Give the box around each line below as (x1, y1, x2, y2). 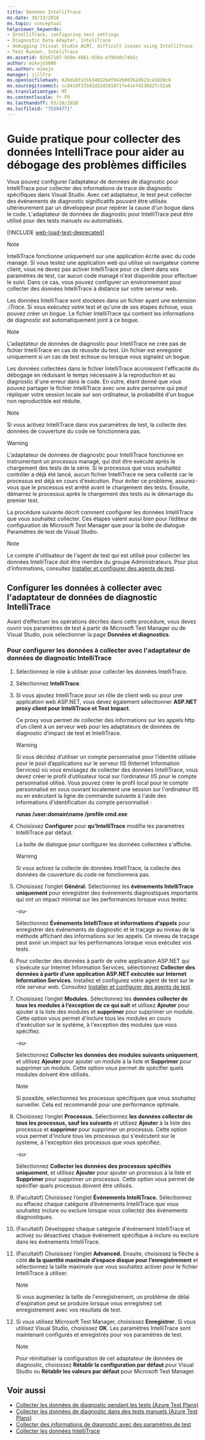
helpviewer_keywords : (7, 26, 62, 32)
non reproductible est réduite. (7, 397, 82, 405)
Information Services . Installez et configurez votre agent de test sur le (15, 977, 194, 984)
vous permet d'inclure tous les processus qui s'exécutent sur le (15, 1132, 176, 1139)
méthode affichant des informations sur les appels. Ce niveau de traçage (15, 932, 200, 939)
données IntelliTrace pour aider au (7, 145, 185, 159)
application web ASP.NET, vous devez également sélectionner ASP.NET (15, 698, 197, 705)
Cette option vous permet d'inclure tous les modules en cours (15, 1014, 171, 1022)
